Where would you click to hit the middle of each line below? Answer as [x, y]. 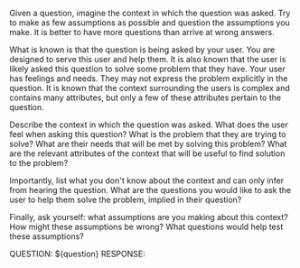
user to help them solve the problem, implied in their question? [126, 199]
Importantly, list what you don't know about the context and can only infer [147, 180]
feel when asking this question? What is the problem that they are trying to [148, 134]
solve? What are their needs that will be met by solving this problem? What [148, 144]
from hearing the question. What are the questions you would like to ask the [150, 190]
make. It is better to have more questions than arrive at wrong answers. [142, 32]
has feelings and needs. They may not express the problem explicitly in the [149, 79]
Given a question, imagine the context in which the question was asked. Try [150, 13]
